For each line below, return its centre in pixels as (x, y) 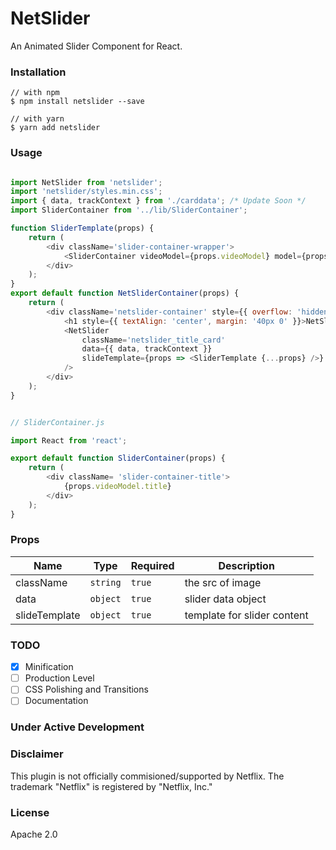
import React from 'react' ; (69, 440)
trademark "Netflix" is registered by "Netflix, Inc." (111, 786)
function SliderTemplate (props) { (82, 228)
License (30, 812)
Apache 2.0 (34, 834)
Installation (38, 72)
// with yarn (37, 119)
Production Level (59, 678)
